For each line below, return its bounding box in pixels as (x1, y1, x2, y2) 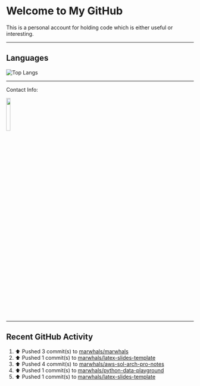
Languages (6, 53, 49, 63)
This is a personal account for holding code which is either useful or (6, 24, 173, 31)
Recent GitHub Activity (6, 332, 93, 342)
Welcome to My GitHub (6, 4, 123, 18)
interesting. (6, 30, 34, 37)
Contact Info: (6, 86, 39, 93)
